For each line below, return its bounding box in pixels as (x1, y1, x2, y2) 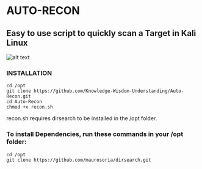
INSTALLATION (6, 68, 52, 77)
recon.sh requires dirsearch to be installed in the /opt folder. (6, 115, 157, 122)
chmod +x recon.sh (6, 104, 53, 110)
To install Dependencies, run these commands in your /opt (6, 130, 184, 138)
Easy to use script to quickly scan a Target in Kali (6, 28, 197, 38)
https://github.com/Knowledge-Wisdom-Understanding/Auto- (33, 88, 184, 95)
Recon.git (6, 93, 32, 99)
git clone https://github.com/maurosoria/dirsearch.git (6, 157, 151, 163)
